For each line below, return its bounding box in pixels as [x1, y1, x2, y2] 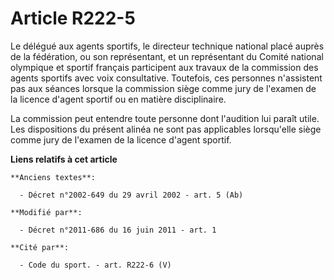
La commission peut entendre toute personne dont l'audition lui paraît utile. [10, 112, 320, 124]
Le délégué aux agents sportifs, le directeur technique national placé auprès [10, 40, 325, 52]
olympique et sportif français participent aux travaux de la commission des [10, 61, 319, 73]
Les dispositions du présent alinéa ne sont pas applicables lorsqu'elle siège [10, 123, 322, 135]
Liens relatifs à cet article [10, 153, 118, 165]
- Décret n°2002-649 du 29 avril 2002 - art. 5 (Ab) [19, 190, 244, 200]
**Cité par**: [10, 242, 70, 252]
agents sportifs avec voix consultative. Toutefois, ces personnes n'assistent [10, 72, 323, 84]
